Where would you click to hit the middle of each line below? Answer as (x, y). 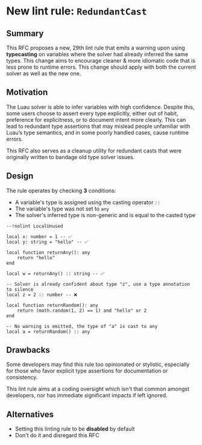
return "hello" (36, 257)
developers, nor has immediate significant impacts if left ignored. (87, 396)
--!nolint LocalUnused (35, 226)
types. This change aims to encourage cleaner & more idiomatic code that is (101, 61)
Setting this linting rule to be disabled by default (75, 429)
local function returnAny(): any (48, 252)
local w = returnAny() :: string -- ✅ (55, 273)
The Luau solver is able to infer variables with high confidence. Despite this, (100, 107)
